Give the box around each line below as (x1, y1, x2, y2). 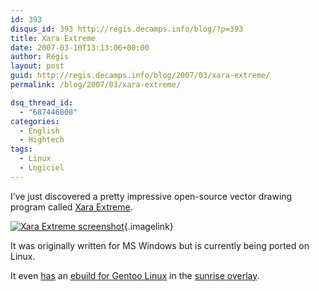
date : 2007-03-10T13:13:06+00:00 (10, 42, 150, 53)
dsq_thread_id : (10, 97, 74, 108)
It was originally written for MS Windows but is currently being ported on (10, 239, 310, 251)
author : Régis (10, 52, 70, 62)
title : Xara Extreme (10, 33, 97, 43)
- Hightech (19, 135, 65, 145)
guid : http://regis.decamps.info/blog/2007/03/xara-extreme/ (10, 71, 271, 81)
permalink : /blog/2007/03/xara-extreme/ (10, 80, 182, 90)
